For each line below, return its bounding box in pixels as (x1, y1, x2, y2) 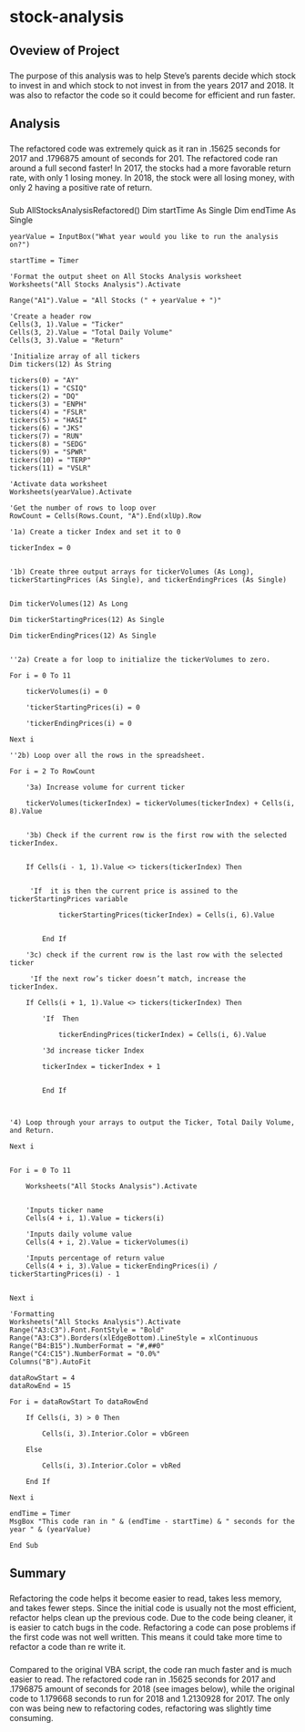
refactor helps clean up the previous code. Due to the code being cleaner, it (9, 1613, 293, 1623)
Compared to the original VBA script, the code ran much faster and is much (9, 1664, 292, 1675)
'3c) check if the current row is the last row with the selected (25, 950, 283, 959)
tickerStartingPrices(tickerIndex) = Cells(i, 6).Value (57, 910, 275, 919)
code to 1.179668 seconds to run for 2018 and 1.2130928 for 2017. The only (9, 1693, 290, 1704)
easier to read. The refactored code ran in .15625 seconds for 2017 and (9, 1674, 276, 1685)
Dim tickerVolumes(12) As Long (9, 599, 128, 608)
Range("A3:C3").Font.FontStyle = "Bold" (9, 1325, 166, 1334)
